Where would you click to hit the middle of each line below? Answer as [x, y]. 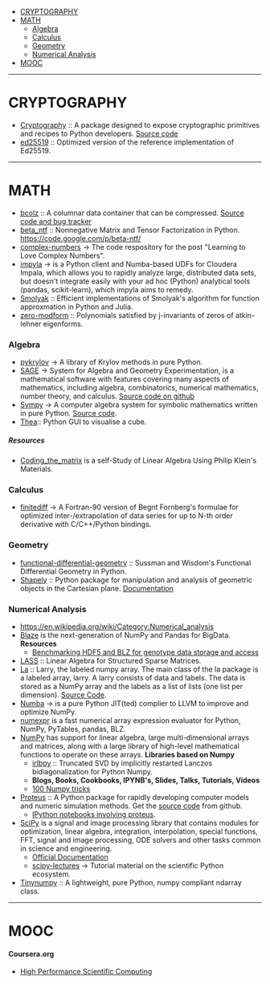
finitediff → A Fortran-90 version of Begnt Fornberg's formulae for [129, 507]
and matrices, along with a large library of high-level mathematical [129, 746]
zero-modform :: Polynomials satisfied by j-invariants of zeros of [127, 315]
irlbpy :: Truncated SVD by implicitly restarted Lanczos [122, 763]
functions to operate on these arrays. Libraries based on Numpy [127, 755]
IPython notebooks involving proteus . [94, 815]
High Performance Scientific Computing [86, 972]
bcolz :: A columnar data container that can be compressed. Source [132, 213]
